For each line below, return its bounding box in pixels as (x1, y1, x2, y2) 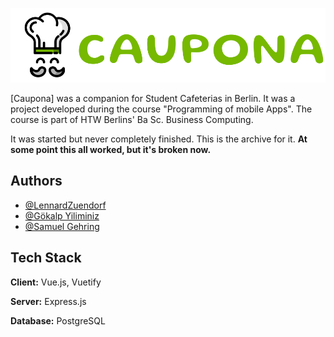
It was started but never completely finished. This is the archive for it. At (10, 133, 308, 145)
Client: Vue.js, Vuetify (10, 276, 102, 288)
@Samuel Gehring (24, 220, 100, 232)
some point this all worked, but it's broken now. (10, 143, 212, 155)
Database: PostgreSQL (10, 314, 106, 327)
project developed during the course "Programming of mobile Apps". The (10, 103, 313, 115)
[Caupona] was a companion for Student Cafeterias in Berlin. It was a (10, 92, 296, 104)
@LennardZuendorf (24, 199, 107, 211)
